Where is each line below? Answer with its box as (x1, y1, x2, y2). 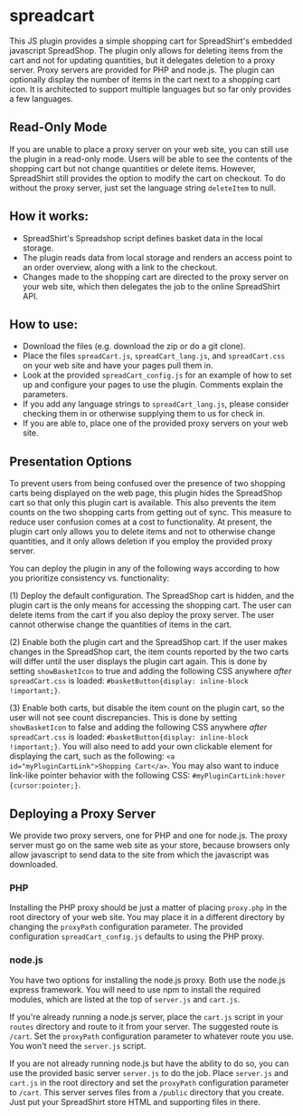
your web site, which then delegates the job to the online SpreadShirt (22, 280, 280, 291)
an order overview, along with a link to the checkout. (22, 261, 218, 272)
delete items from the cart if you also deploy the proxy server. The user (9, 610, 275, 621)
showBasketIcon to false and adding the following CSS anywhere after (9, 722, 268, 733)
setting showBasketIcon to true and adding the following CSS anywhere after (9, 666, 292, 677)
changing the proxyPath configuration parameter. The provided (9, 922, 244, 933)
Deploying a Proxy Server (9, 806, 156, 821)
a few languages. (9, 93, 74, 104)
